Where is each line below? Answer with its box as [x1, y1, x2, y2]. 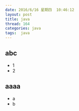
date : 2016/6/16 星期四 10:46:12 [5, 7, 75, 12]
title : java [5, 16, 30, 21]
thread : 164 [5, 21, 30, 26]
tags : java [5, 30, 30, 35]
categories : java [5, 26, 41, 31]
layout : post [5, 12, 32, 17]
